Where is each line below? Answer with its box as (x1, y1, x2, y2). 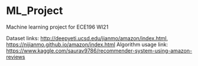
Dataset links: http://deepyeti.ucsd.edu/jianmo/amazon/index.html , (6, 34, 168, 41)
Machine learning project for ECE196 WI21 (6, 23, 109, 30)
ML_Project (6, 4, 63, 18)
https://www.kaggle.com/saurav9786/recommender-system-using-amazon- (6, 47, 193, 54)
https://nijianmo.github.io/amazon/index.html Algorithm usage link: (6, 41, 168, 48)
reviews (6, 53, 25, 60)
